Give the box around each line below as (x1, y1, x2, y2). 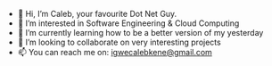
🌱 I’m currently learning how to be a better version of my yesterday (17, 28, 264, 37)
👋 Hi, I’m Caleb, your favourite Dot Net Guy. (17, 9, 177, 19)
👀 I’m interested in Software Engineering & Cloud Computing (17, 18, 240, 29)
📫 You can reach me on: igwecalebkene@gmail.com (17, 47, 212, 57)
